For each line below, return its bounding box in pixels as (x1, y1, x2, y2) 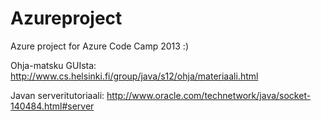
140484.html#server (10, 100, 95, 112)
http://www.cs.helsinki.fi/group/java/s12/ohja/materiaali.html (10, 70, 259, 82)
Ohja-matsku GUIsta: (10, 59, 97, 71)
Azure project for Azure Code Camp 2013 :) (10, 40, 190, 52)
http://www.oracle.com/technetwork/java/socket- (106, 89, 312, 101)
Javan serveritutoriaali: (10, 89, 105, 101)
